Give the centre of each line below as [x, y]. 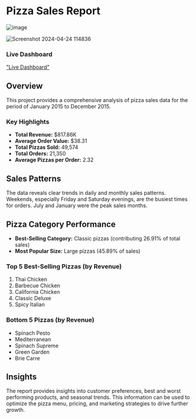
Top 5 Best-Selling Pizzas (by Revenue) [64, 266]
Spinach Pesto [32, 333]
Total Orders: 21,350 [40, 154]
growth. [16, 410]
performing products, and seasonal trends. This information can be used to [98, 397]
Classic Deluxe [33, 299]
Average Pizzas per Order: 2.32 [54, 160]
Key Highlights [28, 122]
